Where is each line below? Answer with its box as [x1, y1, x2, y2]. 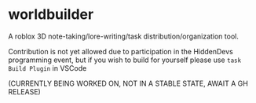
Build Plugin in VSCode [8, 63, 87, 72]
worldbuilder [8, 6, 94, 24]
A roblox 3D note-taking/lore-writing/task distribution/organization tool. [8, 31, 240, 41]
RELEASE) [8, 86, 41, 96]
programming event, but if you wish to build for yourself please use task [8, 55, 242, 64]
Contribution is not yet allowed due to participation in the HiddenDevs [8, 46, 234, 56]
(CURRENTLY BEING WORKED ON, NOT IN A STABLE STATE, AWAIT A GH [8, 79, 249, 88]
